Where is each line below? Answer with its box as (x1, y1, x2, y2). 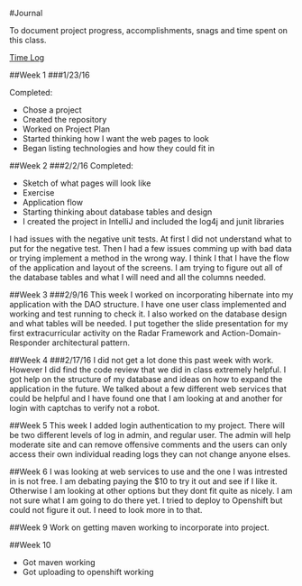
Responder (9, 337, 50, 348)
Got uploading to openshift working (22, 567, 155, 577)
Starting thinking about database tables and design (22, 206, 213, 217)
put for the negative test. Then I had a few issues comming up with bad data (9, 243, 293, 253)
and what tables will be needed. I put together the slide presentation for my (9, 318, 288, 328)
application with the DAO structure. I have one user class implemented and (9, 299, 287, 309)
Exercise (22, 188, 55, 197)
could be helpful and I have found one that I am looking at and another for (9, 393, 283, 404)
